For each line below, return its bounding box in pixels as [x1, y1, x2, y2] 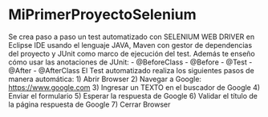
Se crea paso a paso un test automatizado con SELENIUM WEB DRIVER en [8, 32, 255, 41]
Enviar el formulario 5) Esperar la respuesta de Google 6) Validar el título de [8, 91, 258, 100]
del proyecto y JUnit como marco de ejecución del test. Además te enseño [8, 49, 255, 58]
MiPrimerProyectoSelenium [8, 6, 197, 24]
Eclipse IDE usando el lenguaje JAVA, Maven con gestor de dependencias [8, 40, 253, 49]
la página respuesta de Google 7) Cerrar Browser [8, 99, 171, 109]
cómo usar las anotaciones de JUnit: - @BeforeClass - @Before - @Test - [8, 57, 253, 67]
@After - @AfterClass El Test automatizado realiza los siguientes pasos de [8, 65, 254, 75]
